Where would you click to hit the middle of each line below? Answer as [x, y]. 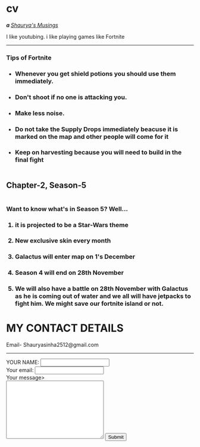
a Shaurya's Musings [32, 25]
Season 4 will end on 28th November [69, 273]
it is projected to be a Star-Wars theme [72, 225]
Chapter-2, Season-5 [46, 186]
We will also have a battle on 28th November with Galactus [101, 289]
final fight [29, 160]
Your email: [20, 370]
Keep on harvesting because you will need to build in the [98, 153]
